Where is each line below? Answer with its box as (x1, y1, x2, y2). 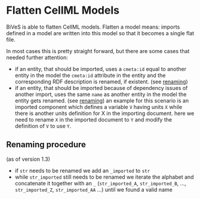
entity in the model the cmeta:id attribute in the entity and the (14, 71, 166, 79)
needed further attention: (6, 54, 69, 61)
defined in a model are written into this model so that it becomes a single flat (6, 29, 195, 36)
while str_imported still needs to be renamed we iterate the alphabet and (14, 173, 194, 181)
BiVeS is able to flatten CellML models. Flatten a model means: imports (6, 23, 180, 30)
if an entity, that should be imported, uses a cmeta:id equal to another (14, 65, 187, 72)
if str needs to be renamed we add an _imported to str (14, 167, 150, 174)
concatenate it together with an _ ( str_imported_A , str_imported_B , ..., (14, 179, 186, 186)
